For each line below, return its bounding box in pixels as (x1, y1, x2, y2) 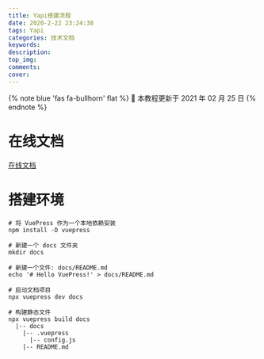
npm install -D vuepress (8, 226, 90, 234)
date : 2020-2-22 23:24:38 (8, 19, 94, 27)
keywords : (8, 41, 41, 49)
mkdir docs (8, 248, 44, 256)
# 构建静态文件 (8, 308, 52, 316)
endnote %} (8, 102, 48, 112)
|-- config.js (29, 336, 77, 344)
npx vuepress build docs (8, 315, 90, 323)
